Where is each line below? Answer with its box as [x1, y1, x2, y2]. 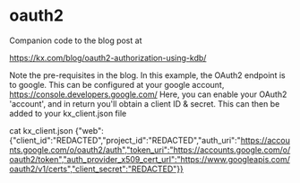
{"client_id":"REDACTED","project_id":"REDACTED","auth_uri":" [9, 135, 242, 145]
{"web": [74, 125, 105, 135]
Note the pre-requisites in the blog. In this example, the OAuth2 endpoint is [9, 69, 286, 81]
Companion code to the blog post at [9, 35, 142, 46]
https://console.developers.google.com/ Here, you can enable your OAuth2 [9, 89, 287, 100]
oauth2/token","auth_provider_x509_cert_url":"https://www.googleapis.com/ [9, 153, 291, 164]
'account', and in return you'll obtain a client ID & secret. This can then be [9, 98, 280, 109]
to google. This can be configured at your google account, [9, 79, 225, 90]
